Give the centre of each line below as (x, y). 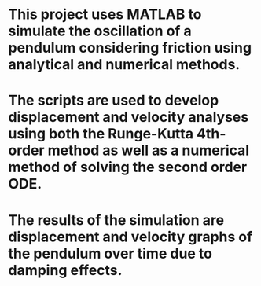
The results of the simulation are (116, 220)
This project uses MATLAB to (105, 15)
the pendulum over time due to (110, 253)
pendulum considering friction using (130, 48)
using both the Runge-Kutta (101, 134)
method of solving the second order (128, 167)
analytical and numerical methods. (124, 65)
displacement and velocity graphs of (130, 236)
